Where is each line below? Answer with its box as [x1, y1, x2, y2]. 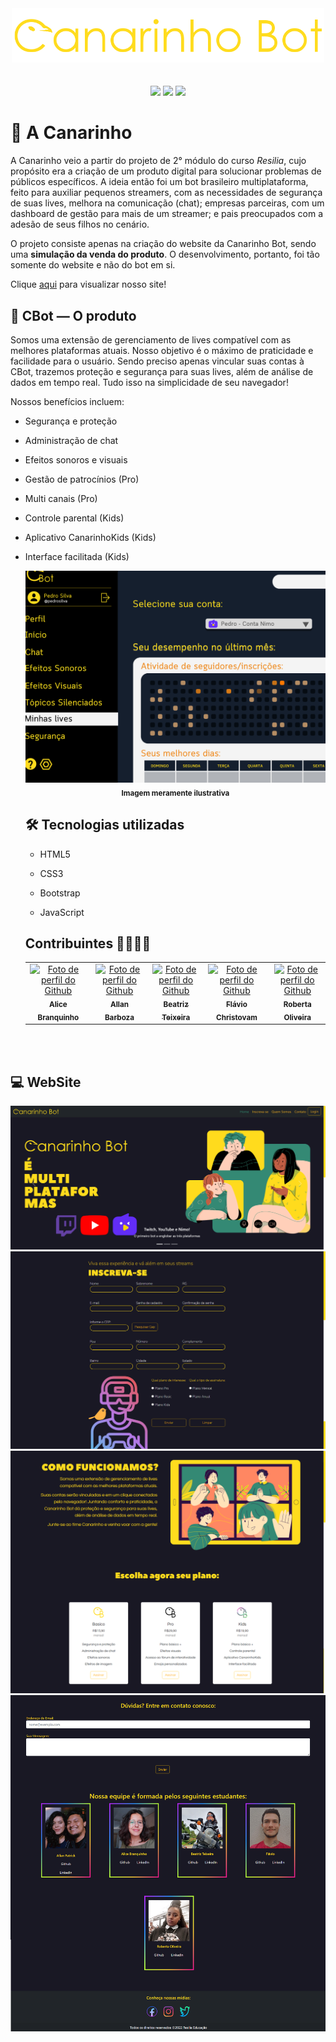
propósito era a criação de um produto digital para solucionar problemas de [10, 165, 322, 177]
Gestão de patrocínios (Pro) [24, 473, 140, 485]
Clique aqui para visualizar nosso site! [10, 278, 167, 291]
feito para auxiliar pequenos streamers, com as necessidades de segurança [10, 187, 323, 199]
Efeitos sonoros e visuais [24, 453, 128, 466]
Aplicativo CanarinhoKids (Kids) [24, 531, 157, 543]
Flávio [226, 999, 248, 1009]
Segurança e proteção [24, 415, 118, 427]
